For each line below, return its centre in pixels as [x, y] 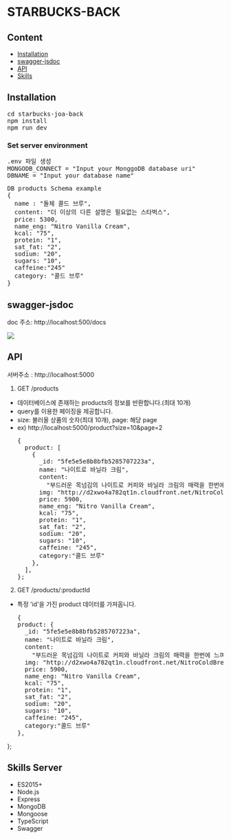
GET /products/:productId [54, 590]
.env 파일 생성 [29, 162]
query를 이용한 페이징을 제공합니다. [65, 411]
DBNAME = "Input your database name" [71, 176]
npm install [27, 121]
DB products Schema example [54, 189]
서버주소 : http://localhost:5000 [51, 374]
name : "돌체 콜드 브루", [53, 204]
